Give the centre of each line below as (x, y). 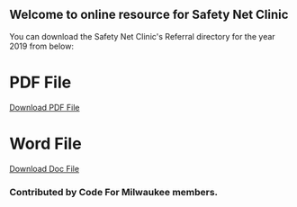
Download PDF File (45, 107)
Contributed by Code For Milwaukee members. (114, 192)
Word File (46, 144)
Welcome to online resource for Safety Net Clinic (149, 15)
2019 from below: (42, 46)
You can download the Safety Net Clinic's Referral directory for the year (143, 36)
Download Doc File (44, 168)
